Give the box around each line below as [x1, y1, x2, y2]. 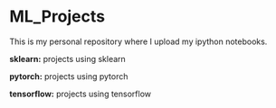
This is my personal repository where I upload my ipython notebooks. [9, 36, 268, 47]
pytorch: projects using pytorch [9, 70, 128, 82]
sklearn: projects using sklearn [9, 53, 127, 64]
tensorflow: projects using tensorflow [9, 88, 152, 99]
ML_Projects [9, 6, 106, 27]
